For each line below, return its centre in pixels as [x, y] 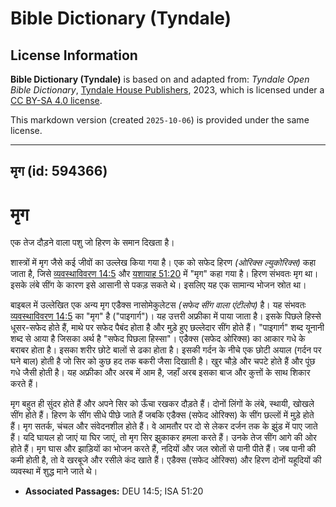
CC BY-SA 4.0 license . [56, 100]
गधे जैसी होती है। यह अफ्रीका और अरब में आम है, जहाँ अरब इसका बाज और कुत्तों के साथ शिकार [160, 373]
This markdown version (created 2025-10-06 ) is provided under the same [160, 120]
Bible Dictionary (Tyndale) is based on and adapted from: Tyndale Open [160, 79]
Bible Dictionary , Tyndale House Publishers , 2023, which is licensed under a [167, 90]
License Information [74, 55]
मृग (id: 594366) [59, 171]
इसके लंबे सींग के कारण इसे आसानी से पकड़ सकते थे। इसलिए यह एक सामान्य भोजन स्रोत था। [158, 285]
